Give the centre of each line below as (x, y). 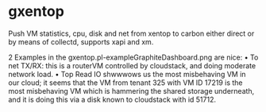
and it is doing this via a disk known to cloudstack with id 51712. (112, 99)
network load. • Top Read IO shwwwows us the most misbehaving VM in (127, 74)
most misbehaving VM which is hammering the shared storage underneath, (131, 91)
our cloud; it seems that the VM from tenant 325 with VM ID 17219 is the (125, 83)
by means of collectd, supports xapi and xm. (81, 41)
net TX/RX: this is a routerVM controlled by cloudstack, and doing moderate (132, 65)
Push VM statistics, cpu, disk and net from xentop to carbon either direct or (131, 33)
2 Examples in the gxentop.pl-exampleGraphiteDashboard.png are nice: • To (133, 57)
